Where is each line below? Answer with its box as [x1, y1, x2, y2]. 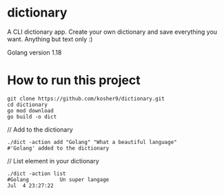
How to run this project [7, 72, 141, 88]
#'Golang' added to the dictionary [7, 145, 110, 152]
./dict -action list [7, 170, 67, 177]
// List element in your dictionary [7, 156, 100, 165]
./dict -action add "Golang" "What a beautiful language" [7, 138, 177, 145]
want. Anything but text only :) [7, 34, 93, 43]
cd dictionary [7, 101, 48, 108]
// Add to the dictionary [7, 125, 74, 134]
